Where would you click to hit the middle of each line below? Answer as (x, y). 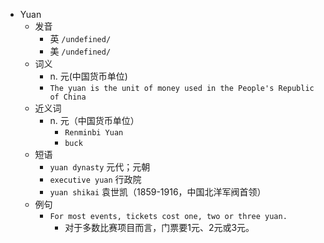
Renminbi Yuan (94, 133)
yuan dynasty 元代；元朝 (100, 167)
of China (68, 97)
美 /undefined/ (80, 51)
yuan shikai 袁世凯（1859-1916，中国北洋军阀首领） (158, 192)
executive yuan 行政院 (95, 179)
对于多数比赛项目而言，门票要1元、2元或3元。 (159, 227)
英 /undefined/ (80, 38)
